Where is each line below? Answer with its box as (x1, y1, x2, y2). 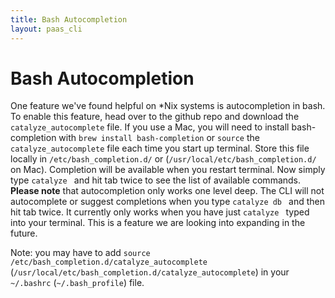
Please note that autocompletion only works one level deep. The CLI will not (10, 185, 325, 197)
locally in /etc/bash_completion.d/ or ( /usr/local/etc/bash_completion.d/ (10, 153, 317, 165)
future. (10, 227, 38, 240)
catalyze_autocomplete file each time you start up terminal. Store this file (10, 142, 310, 155)
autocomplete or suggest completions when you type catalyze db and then (10, 196, 326, 208)
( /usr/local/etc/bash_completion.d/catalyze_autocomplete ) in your (10, 266, 290, 278)
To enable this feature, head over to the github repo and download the (10, 111, 300, 123)
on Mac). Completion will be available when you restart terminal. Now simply (10, 164, 326, 176)
